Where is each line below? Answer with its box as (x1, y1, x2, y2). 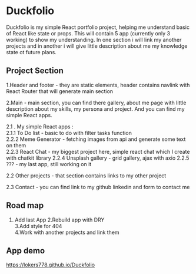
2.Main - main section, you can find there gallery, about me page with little (6, 99, 187, 106)
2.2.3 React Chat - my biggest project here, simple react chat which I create (6, 148, 190, 155)
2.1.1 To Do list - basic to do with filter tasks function (6, 129, 132, 136)
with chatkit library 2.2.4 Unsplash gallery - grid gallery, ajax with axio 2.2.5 (6, 154, 190, 161)
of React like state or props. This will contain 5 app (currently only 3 (6, 29, 171, 37)
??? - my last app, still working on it (6, 160, 92, 167)
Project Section (6, 66, 64, 76)
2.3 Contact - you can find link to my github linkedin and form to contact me (6, 183, 190, 190)
